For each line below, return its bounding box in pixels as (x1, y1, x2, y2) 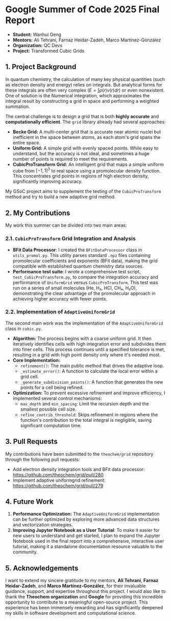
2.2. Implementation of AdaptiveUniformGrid (5, 308, 115, 315)
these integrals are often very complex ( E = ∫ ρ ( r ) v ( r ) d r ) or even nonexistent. (5, 87, 165, 93)
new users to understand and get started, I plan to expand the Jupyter (12, 532, 161, 539)
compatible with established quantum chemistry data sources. (12, 263, 144, 269)
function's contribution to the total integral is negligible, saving (20, 417, 152, 423)
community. (12, 549, 38, 555)
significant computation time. (20, 422, 82, 429)
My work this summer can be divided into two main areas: (5, 222, 127, 228)
